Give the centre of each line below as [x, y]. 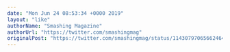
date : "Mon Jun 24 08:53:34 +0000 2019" [66, 13]
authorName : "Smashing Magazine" [55, 26]
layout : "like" [29, 20]
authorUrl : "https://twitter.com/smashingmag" [75, 32]
